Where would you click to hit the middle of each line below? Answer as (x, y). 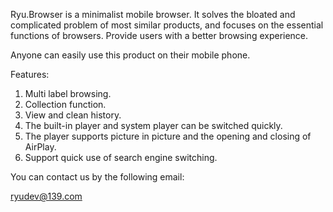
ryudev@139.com (46, 196)
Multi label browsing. (68, 93)
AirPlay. (40, 147)
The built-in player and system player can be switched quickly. (153, 125)
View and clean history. (73, 115)
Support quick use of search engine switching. (121, 157)
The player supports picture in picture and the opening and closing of (168, 136)
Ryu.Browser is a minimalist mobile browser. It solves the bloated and (153, 14)
